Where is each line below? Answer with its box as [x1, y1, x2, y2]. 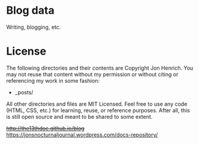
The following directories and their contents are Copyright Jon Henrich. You [6, 64, 194, 71]
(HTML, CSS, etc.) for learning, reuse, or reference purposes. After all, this [6, 106, 190, 114]
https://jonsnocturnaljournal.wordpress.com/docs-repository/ [6, 131, 158, 138]
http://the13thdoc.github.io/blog [6, 124, 85, 132]
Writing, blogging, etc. [6, 23, 61, 31]
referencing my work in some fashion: [6, 77, 100, 84]
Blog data [6, 4, 55, 17]
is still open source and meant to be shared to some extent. [6, 113, 153, 120]
